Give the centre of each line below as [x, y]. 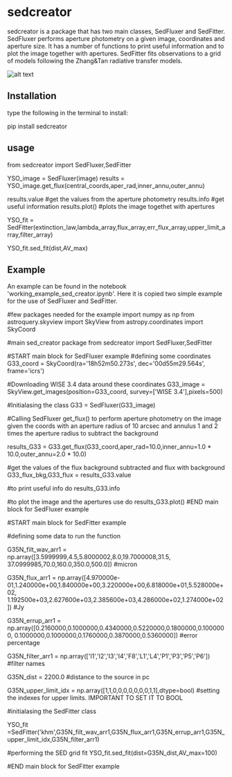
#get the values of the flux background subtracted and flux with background [116, 468]
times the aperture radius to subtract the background [83, 434]
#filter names [26, 664]
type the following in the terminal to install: [68, 112]
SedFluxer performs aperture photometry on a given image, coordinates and [116, 38]
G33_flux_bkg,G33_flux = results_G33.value [69, 475]
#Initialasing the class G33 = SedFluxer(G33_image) [81, 405]
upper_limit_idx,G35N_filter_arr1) [53, 740]
